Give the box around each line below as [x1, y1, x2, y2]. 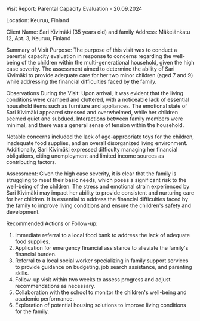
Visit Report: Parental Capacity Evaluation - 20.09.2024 [6, 5, 143, 12]
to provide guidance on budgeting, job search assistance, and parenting [14, 264, 192, 270]
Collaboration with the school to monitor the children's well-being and [14, 289, 187, 296]
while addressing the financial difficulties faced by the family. [6, 78, 157, 85]
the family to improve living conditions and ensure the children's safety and [6, 202, 191, 209]
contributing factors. [6, 159, 57, 165]
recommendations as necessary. [14, 283, 96, 289]
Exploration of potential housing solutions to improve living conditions [14, 302, 186, 308]
